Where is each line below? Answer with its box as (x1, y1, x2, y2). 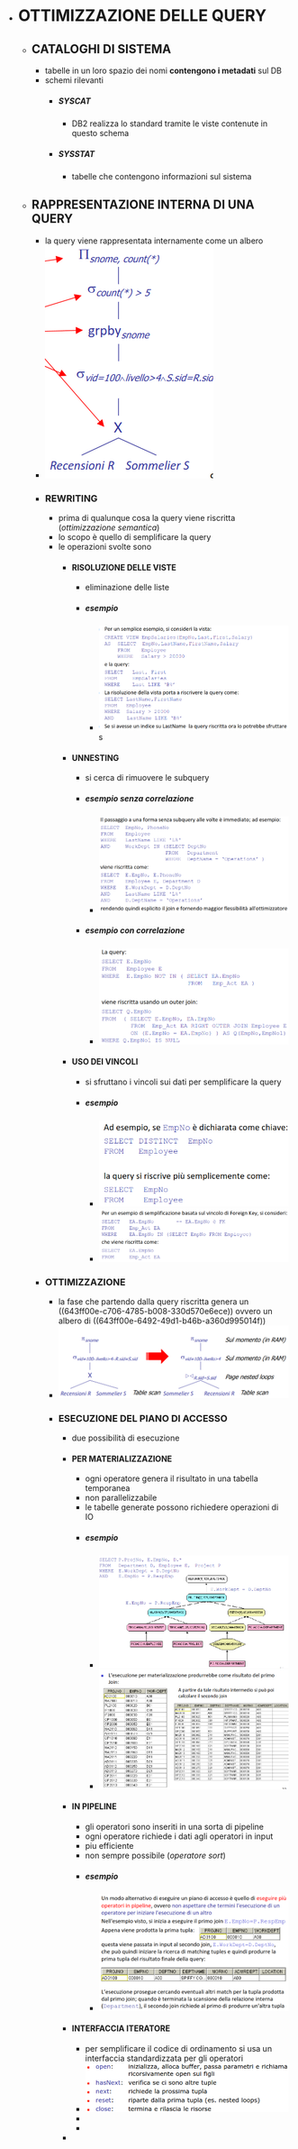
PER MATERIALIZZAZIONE (71, 1453, 173, 1464)
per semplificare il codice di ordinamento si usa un (85, 2043, 273, 2053)
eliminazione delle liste (85, 582, 169, 593)
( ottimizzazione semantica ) (58, 522, 160, 533)
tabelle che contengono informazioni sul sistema (71, 170, 252, 181)
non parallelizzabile (85, 1493, 158, 1504)
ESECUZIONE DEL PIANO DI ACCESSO (58, 1412, 228, 1424)
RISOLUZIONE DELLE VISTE (71, 562, 177, 572)
